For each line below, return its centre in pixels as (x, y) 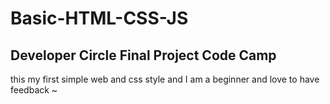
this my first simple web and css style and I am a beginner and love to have (165, 79)
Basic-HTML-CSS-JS (99, 18)
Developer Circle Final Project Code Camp (143, 55)
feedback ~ (34, 90)
